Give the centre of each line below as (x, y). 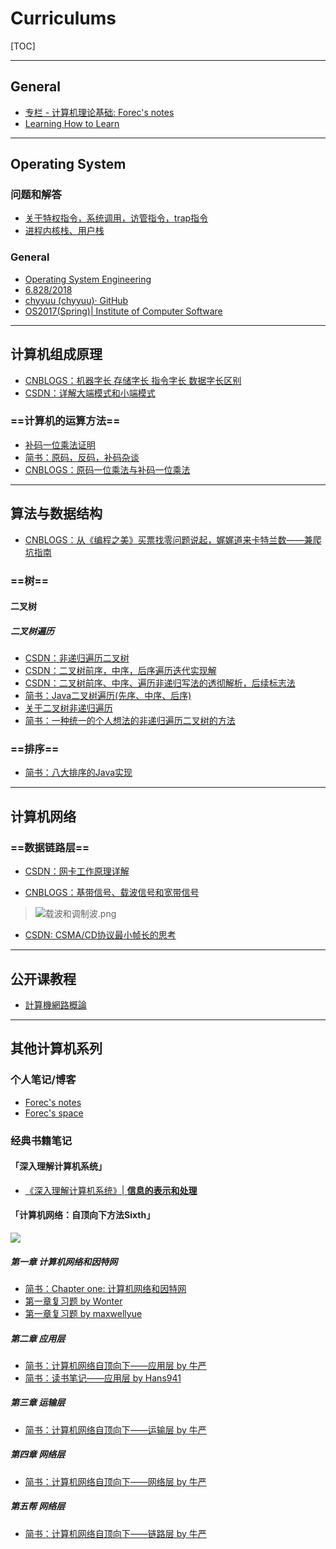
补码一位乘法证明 (60, 444)
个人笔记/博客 (43, 1080)
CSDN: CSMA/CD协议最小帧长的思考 (100, 935)
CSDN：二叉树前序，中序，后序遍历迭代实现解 (120, 671)
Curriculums (63, 18)
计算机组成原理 (56, 354)
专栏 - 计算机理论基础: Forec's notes (99, 112)
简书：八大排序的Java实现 (78, 773)
